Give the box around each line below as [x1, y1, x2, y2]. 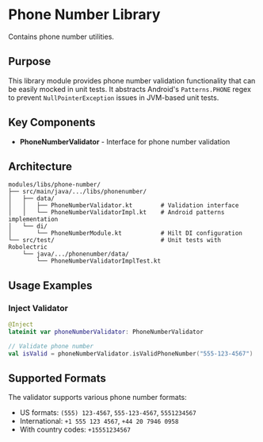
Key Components [8, 116, 96, 129]
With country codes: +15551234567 [19, 425, 131, 434]
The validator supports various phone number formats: [8, 393, 188, 402]
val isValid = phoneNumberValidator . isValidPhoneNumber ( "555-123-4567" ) [8, 349, 253, 358]
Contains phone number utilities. [8, 32, 115, 41]
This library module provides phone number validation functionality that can [8, 75, 256, 85]
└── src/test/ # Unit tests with [8, 236, 222, 244]
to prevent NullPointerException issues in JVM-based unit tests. [8, 93, 219, 102]
